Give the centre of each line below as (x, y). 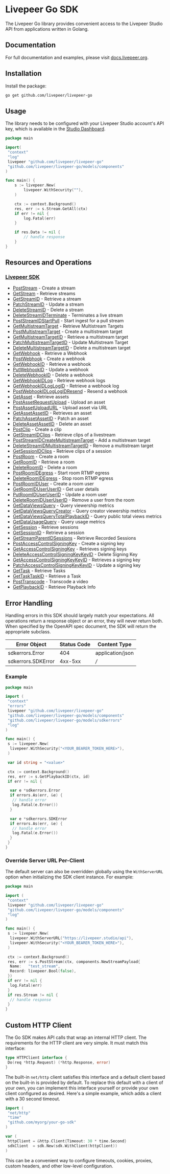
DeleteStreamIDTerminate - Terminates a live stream (68, 315)
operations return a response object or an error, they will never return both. (84, 621)
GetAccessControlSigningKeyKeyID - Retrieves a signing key (76, 560)
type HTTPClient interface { (36, 1058)
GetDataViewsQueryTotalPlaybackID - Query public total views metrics (87, 516)
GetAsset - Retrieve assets (41, 397)
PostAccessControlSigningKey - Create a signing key (69, 544)
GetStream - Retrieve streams (44, 294)
